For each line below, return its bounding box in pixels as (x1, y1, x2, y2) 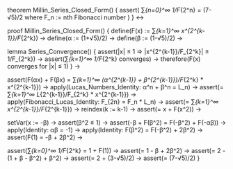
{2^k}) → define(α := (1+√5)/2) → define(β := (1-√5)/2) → (20, 34, 183, 42)
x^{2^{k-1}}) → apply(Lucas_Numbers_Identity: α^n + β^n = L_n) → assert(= (7, 83, 224, 91)
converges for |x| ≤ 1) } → (7, 62, 81, 70)
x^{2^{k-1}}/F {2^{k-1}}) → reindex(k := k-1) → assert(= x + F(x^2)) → (7, 105, 202, 113)
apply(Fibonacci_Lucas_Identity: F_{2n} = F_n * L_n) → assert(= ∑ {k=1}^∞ (7, 98, 219, 106)
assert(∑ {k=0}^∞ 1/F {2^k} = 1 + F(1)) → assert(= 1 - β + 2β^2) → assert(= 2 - (7, 147, 226, 154)
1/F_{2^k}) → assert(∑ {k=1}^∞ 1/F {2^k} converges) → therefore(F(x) (7, 55, 201, 63)
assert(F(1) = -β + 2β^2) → (7, 133, 83, 141)
